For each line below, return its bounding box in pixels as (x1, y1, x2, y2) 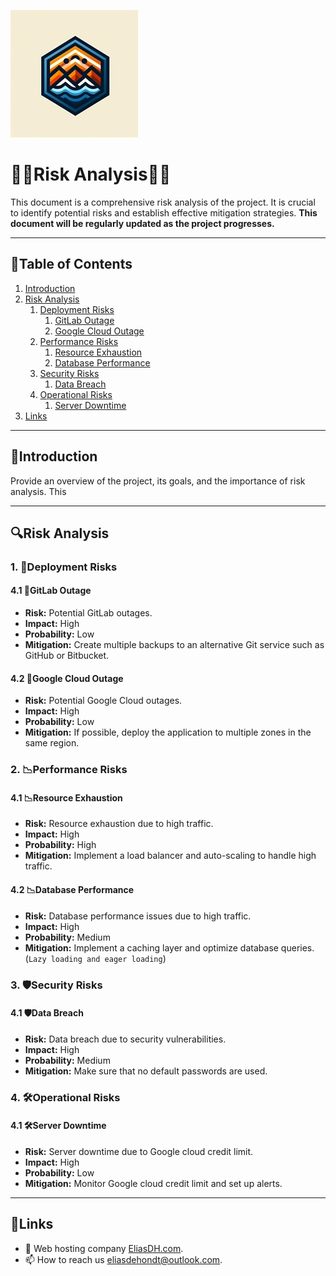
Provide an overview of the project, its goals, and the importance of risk (10, 475, 306, 487)
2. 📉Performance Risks (10, 763, 128, 777)
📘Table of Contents (10, 256, 133, 273)
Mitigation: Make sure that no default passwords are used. (24, 1065, 268, 1077)
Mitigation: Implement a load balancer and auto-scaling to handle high (24, 850, 317, 862)
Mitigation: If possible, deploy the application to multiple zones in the (24, 726, 312, 739)
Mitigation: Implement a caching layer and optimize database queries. (24, 941, 315, 954)
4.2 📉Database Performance (10, 884, 135, 895)
